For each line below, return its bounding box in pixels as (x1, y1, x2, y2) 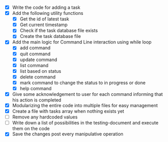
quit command (19, 51, 51, 57)
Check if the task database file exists (19, 28, 98, 34)
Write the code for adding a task (12, 5, 80, 10)
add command (19, 45, 51, 51)
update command (19, 56, 57, 63)
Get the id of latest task (19, 16, 70, 22)
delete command (19, 74, 56, 80)
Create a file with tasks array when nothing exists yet (12, 108, 124, 114)
